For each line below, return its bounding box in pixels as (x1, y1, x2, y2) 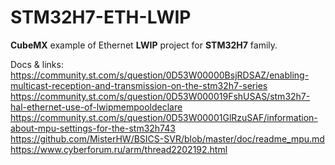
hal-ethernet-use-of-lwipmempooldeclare (10, 101, 183, 113)
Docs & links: (10, 58, 64, 70)
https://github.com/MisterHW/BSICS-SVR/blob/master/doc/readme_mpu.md (10, 132, 325, 145)
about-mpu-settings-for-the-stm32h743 (10, 122, 176, 134)
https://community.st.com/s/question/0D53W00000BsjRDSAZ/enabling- (10, 69, 310, 81)
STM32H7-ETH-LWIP (10, 6, 192, 29)
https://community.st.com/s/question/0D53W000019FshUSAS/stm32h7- (10, 90, 311, 102)
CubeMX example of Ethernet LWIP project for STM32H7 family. (10, 39, 278, 51)
